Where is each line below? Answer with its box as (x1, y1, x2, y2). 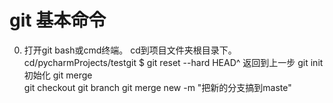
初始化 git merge (23, 69, 93, 81)
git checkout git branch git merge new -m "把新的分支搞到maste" (23, 81, 292, 93)
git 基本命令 (9, 9, 107, 32)
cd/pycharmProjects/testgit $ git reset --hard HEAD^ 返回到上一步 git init (23, 56, 324, 68)
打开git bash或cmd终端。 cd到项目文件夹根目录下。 (23, 44, 237, 56)
